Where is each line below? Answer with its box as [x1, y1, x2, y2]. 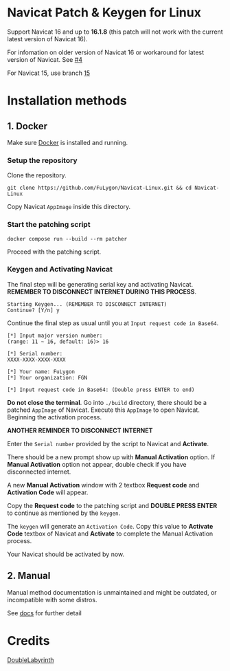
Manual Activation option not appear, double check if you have [7, 460, 187, 468]
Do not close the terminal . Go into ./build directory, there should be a [7, 398, 207, 406]
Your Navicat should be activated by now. [7, 550, 125, 558]
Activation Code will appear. [7, 488, 89, 496]
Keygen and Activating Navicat [7, 265, 113, 274]
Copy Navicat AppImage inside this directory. [7, 203, 131, 211]
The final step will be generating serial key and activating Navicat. [7, 280, 194, 288]
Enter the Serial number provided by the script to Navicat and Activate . [7, 439, 209, 448]
